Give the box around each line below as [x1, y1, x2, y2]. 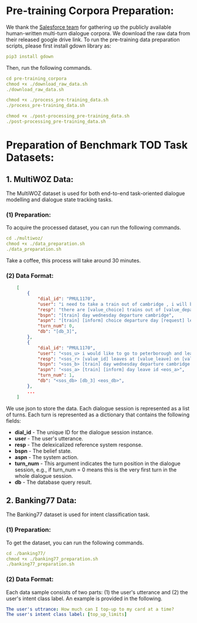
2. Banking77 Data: [6, 495, 77, 506]
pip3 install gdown [6, 53, 54, 59]
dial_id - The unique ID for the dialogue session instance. [14, 429, 154, 436]
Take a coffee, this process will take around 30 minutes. [6, 257, 141, 264]
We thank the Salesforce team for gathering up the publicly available [6, 23, 172, 31]
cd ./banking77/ [6, 550, 46, 556]
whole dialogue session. [14, 472, 73, 479]
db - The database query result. [14, 479, 92, 486]
